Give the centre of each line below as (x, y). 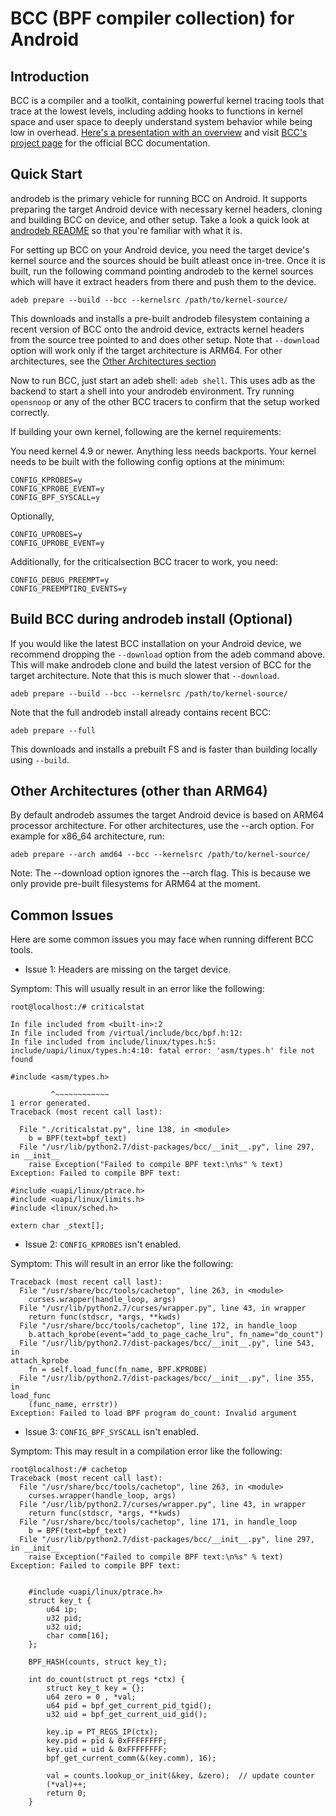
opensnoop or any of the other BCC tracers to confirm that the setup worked (165, 401)
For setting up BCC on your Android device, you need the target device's (160, 249)
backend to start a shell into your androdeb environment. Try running (152, 391)
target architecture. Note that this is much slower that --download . (145, 675)
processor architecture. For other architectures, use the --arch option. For (162, 826)
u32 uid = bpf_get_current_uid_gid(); (127, 1715)
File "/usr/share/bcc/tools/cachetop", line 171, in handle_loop (158, 1522)
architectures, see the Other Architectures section (113, 361)
